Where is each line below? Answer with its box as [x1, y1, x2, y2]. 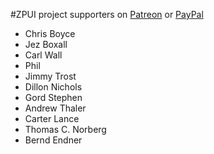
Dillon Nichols [24, 81, 83, 93]
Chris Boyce [24, 28, 76, 39]
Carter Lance [24, 113, 80, 124]
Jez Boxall [24, 39, 68, 50]
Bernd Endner [24, 134, 83, 146]
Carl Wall [24, 49, 63, 61]
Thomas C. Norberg [24, 124, 107, 135]
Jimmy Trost [24, 70, 77, 82]
